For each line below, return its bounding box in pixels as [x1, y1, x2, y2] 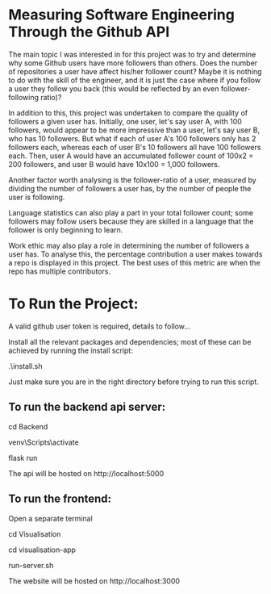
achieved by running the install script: [8, 345, 133, 355]
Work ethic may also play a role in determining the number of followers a [8, 241, 250, 250]
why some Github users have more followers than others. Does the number [8, 58, 258, 68]
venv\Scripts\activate [8, 437, 79, 447]
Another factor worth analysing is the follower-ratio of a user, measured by [8, 175, 256, 185]
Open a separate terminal [8, 513, 93, 523]
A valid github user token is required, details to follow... [8, 321, 191, 331]
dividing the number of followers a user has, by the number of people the [8, 183, 252, 193]
